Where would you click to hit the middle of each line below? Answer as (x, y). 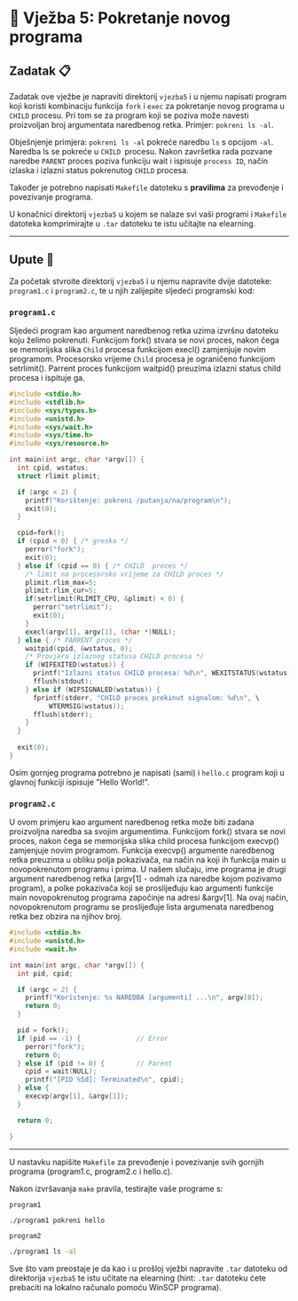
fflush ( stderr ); (63, 714)
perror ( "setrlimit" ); (73, 607)
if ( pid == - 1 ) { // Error (93, 1038)
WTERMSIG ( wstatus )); (86, 706)
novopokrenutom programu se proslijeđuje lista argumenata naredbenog (141, 907)
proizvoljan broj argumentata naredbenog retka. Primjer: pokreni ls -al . (141, 125)
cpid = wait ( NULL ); (61, 1072)
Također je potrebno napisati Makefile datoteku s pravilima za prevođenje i (146, 187)
